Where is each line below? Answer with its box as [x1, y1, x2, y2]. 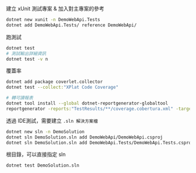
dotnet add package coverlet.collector [6, 79, 103, 85]
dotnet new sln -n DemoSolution [6, 129, 85, 134]
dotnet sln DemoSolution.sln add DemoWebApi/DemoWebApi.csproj [6, 134, 163, 140]
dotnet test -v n [6, 56, 48, 62]
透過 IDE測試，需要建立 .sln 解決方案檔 [6, 117, 98, 124]
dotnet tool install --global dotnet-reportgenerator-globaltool [6, 101, 168, 106]
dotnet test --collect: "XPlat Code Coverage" [6, 84, 118, 91]
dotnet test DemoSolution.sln [6, 162, 80, 168]
